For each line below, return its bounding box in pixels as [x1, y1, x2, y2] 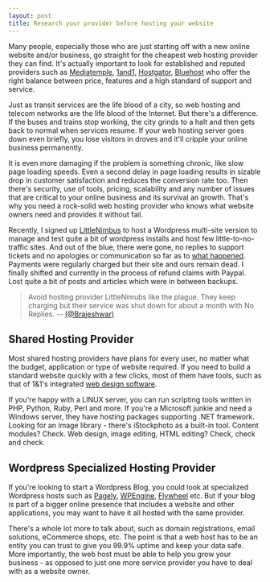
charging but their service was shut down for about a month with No [27, 300, 255, 310]
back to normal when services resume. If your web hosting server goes [8, 126, 245, 135]
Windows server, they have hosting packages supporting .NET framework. [8, 412, 256, 422]
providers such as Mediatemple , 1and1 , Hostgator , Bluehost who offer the [8, 67, 251, 76]
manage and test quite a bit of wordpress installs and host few [8, 233, 215, 243]
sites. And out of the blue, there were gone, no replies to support [29, 242, 244, 252]
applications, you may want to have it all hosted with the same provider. [8, 508, 245, 518]
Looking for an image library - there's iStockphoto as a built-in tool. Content [8, 420, 259, 431]
